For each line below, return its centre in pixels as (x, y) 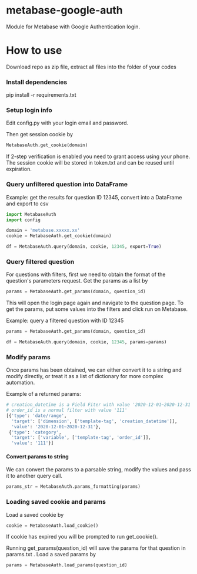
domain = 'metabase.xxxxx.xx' (43, 231)
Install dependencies (37, 82)
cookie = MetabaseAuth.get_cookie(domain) (59, 236)
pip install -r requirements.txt (41, 95)
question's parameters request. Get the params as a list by (77, 281)
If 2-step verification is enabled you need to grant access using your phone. (98, 156)
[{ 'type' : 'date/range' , (36, 416)
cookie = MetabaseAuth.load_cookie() (52, 526)
